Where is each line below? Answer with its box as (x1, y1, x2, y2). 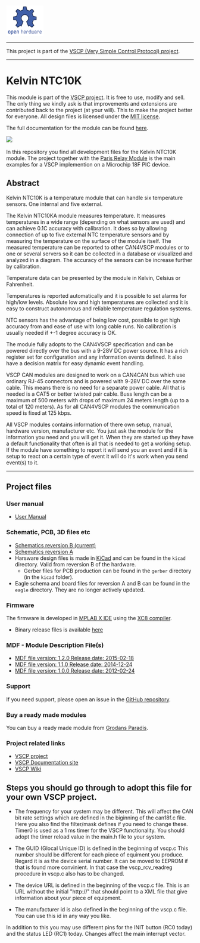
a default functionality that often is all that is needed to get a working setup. (6, 440, 192, 447)
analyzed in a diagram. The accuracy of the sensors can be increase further (6, 256, 193, 263)
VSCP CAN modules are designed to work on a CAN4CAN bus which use (6, 371, 186, 378)
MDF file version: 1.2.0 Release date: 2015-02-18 (14, 655, 134, 662)
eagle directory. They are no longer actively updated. (14, 586, 145, 593)
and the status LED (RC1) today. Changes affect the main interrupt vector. (6, 930, 186, 938)
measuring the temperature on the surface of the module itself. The (6, 237, 171, 244)
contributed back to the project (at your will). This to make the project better (6, 106, 193, 113)
